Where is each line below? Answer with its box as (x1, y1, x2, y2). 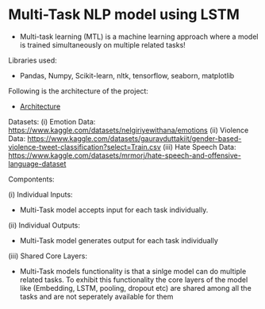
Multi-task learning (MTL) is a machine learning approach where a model (19, 32, 259, 41)
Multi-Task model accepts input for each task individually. (19, 204, 209, 215)
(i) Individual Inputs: (8, 189, 73, 199)
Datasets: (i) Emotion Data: (8, 116, 96, 126)
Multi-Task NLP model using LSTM (8, 6, 240, 24)
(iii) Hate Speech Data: (162, 142, 236, 151)
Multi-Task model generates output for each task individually (19, 235, 218, 245)
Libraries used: (8, 55, 57, 65)
